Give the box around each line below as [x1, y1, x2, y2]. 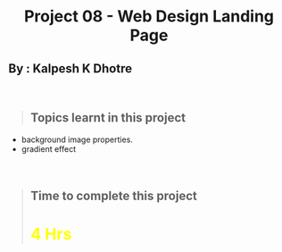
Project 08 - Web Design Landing [24, 6, 274, 27]
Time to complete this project [29, 189, 197, 204]
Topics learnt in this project [29, 110, 187, 126]
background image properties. [21, 134, 133, 145]
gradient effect [21, 143, 77, 154]
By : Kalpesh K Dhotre [8, 61, 133, 76]
